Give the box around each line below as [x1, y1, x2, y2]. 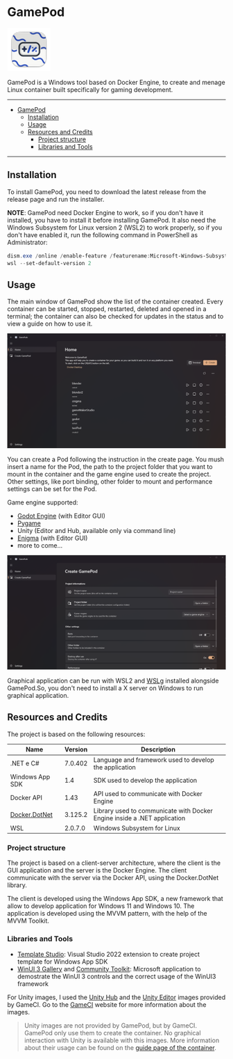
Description [141, 745, 175, 754]
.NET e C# [10, 759, 40, 767]
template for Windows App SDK [17, 957, 108, 966]
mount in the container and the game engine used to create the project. [7, 470, 212, 478]
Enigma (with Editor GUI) [17, 534, 88, 542]
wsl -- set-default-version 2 [7, 260, 92, 266]
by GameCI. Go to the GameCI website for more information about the [7, 1000, 207, 1009]
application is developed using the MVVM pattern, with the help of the [7, 909, 207, 918]
